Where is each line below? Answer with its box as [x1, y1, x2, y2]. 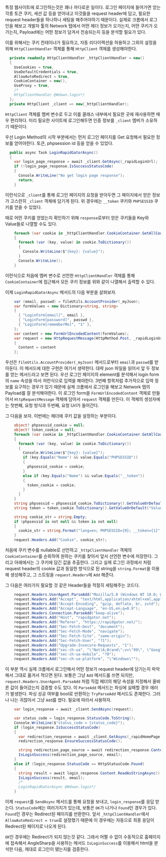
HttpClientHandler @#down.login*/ [14, 92, 85, 97]
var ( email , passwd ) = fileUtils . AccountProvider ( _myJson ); [14, 299, 140, 304]
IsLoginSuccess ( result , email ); [18, 775, 85, 780]
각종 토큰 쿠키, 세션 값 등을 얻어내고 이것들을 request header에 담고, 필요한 [5, 10, 151, 16]
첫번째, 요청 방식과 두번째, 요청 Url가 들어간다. [10, 403, 99, 408]
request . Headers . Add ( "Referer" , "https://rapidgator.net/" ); [14, 620, 142, 625]
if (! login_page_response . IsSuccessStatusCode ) [14, 164, 114, 169]
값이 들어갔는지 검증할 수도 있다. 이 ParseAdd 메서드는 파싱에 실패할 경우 [10, 684, 149, 691]
